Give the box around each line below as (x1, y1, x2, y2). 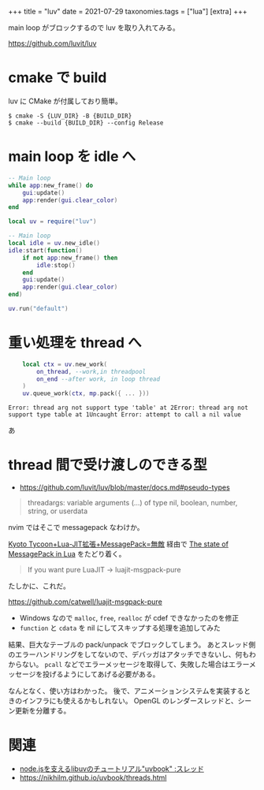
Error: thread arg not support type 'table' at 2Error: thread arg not (8, 404, 248, 412)
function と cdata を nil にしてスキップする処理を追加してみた (19, 623, 221, 633)
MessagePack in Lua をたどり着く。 (8, 550, 126, 559)
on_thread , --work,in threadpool (36, 367, 147, 375)
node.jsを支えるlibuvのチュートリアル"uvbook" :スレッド (19, 764, 205, 773)
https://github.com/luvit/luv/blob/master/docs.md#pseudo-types (19, 483, 230, 492)
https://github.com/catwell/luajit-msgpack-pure (8, 597, 163, 606)
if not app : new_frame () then (22, 254, 118, 262)
